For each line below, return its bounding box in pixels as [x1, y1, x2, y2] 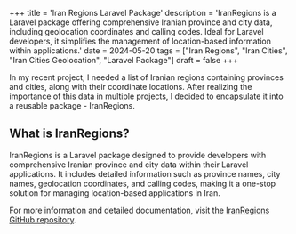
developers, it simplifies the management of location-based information [9, 36, 271, 46]
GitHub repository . [9, 214, 77, 225]
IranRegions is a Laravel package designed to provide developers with [9, 149, 267, 160]
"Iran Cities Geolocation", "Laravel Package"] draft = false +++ [9, 55, 238, 65]
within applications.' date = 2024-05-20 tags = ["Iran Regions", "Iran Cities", [9, 45, 288, 56]
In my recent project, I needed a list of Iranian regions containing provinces [9, 72, 284, 83]
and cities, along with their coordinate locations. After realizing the [9, 82, 252, 92]
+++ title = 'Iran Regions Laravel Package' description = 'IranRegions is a [9, 8, 277, 18]
